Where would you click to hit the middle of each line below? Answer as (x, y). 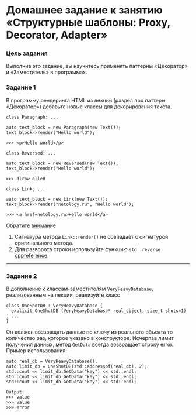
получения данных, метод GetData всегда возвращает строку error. (90, 344)
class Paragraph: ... (32, 117)
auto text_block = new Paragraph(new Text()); (64, 127)
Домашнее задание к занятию (85, 10)
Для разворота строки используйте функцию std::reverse (87, 249)
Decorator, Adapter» (57, 35)
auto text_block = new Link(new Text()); (57, 199)
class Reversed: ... (31, 153)
